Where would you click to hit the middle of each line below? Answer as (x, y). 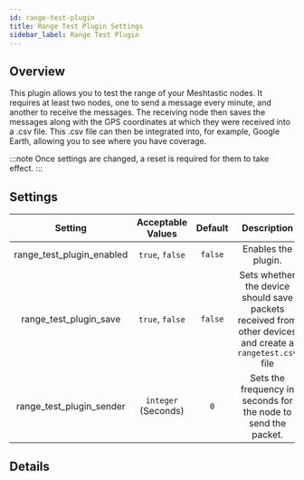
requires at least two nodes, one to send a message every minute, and (140, 103)
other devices (267, 331)
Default (212, 228)
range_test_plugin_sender (71, 406)
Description (267, 228)
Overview (38, 71)
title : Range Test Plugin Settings (76, 26)
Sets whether (267, 275)
